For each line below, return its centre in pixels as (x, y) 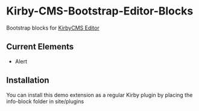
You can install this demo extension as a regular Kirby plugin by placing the (99, 95)
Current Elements (40, 47)
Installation (28, 81)
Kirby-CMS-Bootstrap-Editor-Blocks (100, 11)
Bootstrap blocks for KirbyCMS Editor (53, 28)
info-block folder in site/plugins (45, 101)
